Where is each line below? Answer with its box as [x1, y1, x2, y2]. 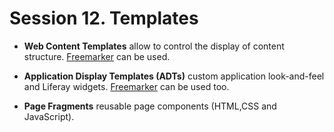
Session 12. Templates [9, 7, 199, 30]
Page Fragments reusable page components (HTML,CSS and [23, 100, 277, 112]
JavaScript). [23, 110, 75, 122]
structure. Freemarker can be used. [23, 50, 171, 62]
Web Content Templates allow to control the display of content [23, 40, 285, 52]
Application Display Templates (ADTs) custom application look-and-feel [23, 70, 325, 82]
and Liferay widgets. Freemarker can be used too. [23, 80, 230, 92]
